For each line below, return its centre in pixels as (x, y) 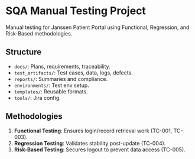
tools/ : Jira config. (38, 98)
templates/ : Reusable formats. (51, 91)
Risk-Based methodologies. (39, 33)
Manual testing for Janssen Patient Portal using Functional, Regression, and (97, 27)
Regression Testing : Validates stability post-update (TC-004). (90, 143)
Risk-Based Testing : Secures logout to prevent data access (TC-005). (100, 150)
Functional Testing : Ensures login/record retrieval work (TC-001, (93, 131)
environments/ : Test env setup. (51, 85)
